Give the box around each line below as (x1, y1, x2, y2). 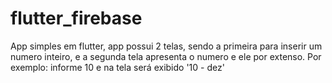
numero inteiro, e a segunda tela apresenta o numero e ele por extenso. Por (10, 50, 322, 62)
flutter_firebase (10, 7, 143, 30)
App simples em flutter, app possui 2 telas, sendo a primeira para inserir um (10, 40, 323, 52)
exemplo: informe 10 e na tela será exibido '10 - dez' (10, 61, 225, 73)
